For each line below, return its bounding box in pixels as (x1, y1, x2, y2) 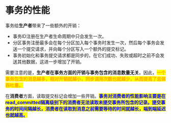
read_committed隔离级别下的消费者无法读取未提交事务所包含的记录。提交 (5, 99, 161, 105)
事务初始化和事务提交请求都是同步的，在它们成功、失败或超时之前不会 (12, 52, 160, 58)
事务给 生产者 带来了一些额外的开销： (5, 22, 81, 28)
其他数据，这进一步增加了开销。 (17, 58, 84, 65)
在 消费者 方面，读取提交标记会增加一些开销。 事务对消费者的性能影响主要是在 (5, 93, 166, 99)
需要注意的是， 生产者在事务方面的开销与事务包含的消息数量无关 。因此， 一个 (5, 69, 166, 75)
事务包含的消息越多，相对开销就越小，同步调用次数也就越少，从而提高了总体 (5, 76, 166, 82)
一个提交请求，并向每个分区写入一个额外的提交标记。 (17, 46, 129, 52)
